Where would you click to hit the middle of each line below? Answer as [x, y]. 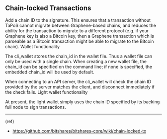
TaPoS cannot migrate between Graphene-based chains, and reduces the [81, 25]
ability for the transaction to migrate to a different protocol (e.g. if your [77, 31]
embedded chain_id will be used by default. [50, 72]
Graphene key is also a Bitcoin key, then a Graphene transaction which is [80, 36]
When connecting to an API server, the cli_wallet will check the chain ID [78, 81]
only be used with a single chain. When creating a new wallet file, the [76, 61]
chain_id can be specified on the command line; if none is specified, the [79, 67]
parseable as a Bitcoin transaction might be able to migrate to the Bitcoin [80, 41]
